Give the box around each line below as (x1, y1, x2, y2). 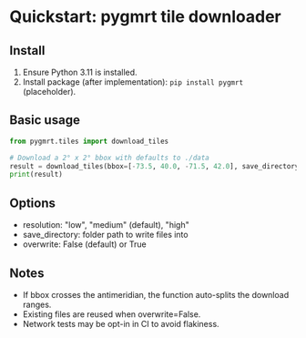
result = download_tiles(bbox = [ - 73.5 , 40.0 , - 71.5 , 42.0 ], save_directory (9, 161, 300, 170)
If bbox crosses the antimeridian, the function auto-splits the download (22, 289, 290, 300)
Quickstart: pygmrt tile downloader (9, 6, 282, 27)
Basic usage (9, 112, 80, 128)
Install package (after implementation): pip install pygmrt (22, 77, 244, 87)
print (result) (9, 170, 64, 179)
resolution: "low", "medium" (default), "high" (22, 220, 189, 230)
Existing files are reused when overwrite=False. (22, 308, 201, 320)
